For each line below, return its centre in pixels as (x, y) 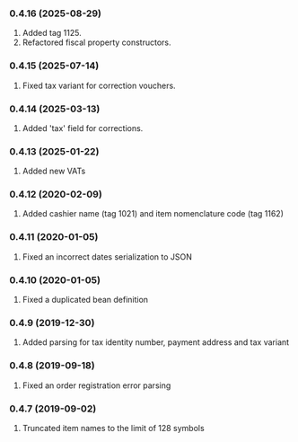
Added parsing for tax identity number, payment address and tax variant (156, 342)
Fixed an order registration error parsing (96, 385)
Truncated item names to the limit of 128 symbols (113, 428)
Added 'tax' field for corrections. (83, 128)
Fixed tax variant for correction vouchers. (99, 85)
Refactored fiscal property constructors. (97, 42)
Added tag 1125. (52, 33)
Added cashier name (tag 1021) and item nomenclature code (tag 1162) (153, 214)
